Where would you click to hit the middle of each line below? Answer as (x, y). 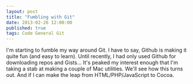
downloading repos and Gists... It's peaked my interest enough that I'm (92, 63)
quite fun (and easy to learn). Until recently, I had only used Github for (91, 56)
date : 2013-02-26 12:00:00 (39, 22)
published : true (26, 28)
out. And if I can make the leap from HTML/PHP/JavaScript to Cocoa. (90, 75)
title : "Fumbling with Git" (41, 17)
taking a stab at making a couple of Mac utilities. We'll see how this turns (94, 69)
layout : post (22, 11)
